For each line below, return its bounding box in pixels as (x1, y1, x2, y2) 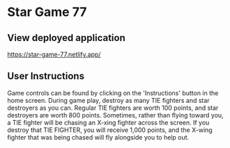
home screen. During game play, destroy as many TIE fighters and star (7, 96, 210, 104)
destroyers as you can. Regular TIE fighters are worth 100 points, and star (7, 104, 219, 112)
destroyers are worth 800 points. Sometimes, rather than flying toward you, (7, 110, 224, 119)
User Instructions (7, 70, 85, 82)
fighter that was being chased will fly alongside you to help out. (7, 133, 190, 141)
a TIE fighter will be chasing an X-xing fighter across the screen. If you (7, 118, 210, 126)
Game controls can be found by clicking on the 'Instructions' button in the (7, 88, 219, 97)
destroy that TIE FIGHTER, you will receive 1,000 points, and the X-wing (7, 126, 213, 134)
